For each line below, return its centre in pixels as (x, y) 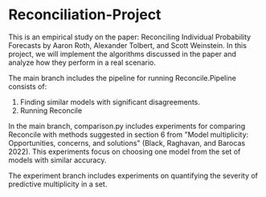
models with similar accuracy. (57, 160)
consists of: (28, 86)
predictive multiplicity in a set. (58, 184)
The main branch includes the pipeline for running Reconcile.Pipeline (123, 78)
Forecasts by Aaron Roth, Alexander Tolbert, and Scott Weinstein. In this (128, 45)
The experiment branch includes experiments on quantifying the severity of (133, 175)
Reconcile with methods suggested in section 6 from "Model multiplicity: (129, 135)
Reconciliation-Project (85, 15)
